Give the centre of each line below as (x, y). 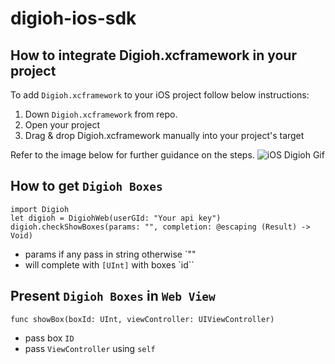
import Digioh (40, 209)
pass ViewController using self (90, 348)
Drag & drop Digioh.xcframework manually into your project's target (164, 135)
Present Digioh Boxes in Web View (113, 296)
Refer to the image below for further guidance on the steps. (132, 155)
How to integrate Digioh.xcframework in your (153, 55)
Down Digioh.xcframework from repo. (101, 114)
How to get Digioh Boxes (86, 186)
